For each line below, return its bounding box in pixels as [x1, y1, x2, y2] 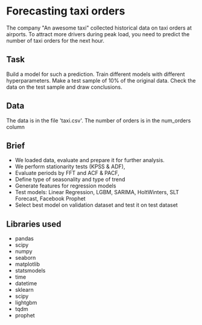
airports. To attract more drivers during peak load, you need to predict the [6, 30, 190, 37]
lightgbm [14, 299, 37, 306]
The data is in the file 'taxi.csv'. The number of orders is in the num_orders [6, 116, 191, 124]
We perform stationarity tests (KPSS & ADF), [14, 163, 125, 170]
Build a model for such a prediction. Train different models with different [6, 71, 185, 78]
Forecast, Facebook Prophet [14, 195, 86, 203]
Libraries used [6, 219, 62, 229]
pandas [14, 235, 34, 242]
